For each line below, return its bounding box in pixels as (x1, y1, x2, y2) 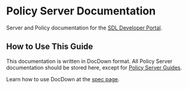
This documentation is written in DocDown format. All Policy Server (6, 57, 173, 64)
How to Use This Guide (6, 41, 93, 52)
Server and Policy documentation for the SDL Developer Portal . (6, 24, 163, 31)
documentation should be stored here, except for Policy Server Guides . (6, 64, 182, 71)
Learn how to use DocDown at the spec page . (6, 75, 120, 82)
